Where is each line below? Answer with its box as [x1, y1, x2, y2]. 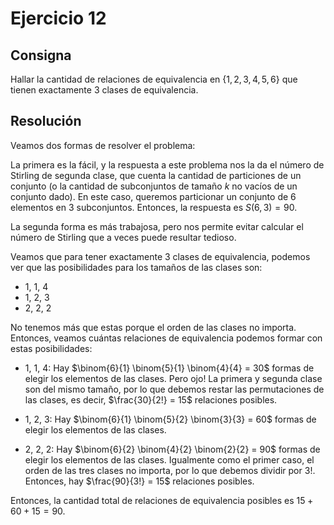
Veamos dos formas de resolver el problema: [10, 139, 196, 151]
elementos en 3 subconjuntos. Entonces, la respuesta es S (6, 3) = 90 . [10, 201, 298, 213]
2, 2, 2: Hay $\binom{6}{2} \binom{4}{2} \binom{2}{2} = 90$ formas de [24, 443, 321, 455]
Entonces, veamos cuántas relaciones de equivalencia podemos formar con [10, 332, 323, 344]
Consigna [10, 47, 72, 64]
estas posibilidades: [10, 342, 93, 354]
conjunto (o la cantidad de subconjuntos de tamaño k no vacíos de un [10, 180, 298, 192]
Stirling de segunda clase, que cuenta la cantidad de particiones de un [10, 169, 302, 181]
